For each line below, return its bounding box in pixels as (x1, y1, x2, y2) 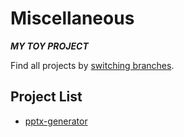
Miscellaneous (10, 7, 135, 30)
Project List (10, 88, 83, 106)
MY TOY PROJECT (10, 40, 89, 52)
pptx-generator (24, 115, 88, 127)
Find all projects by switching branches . (10, 59, 175, 71)
